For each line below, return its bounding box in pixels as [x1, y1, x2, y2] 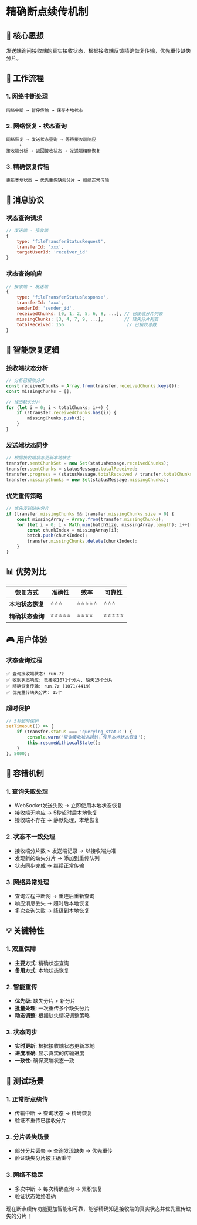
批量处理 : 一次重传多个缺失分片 [14, 1004, 90, 1011]
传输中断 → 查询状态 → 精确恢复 [14, 1109, 93, 1116]
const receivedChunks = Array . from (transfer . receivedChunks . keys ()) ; [6, 383, 180, 389]
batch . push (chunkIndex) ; [27, 533, 88, 539]
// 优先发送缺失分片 [6, 505, 49, 511]
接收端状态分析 [6, 364, 49, 372]
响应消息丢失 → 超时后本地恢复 [14, 900, 90, 906]
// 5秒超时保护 [6, 718, 39, 724]
